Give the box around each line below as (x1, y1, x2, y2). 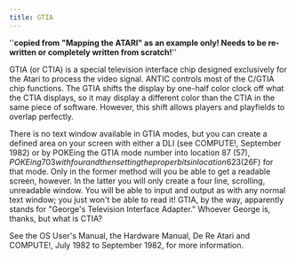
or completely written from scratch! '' (37, 46, 178, 58)
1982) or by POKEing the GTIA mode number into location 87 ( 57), (9, 147, 251, 158)
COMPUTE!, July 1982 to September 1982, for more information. (9, 239, 244, 250)
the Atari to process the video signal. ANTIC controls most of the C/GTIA (9, 73, 275, 84)
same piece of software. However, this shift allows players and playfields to (9, 101, 285, 112)
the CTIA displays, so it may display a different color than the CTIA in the (9, 92, 276, 103)
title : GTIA (9, 12, 53, 22)
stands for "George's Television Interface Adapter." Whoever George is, (9, 203, 271, 214)
